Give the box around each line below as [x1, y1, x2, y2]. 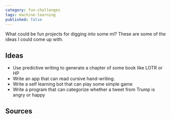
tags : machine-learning [5, 12, 56, 17]
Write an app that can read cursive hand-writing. [12, 76, 115, 82]
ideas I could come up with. [5, 36, 64, 42]
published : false [5, 17, 42, 22]
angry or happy [12, 92, 45, 98]
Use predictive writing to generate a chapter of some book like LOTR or [12, 65, 163, 71]
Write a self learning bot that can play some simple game [12, 81, 133, 87]
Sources [5, 107, 33, 115]
